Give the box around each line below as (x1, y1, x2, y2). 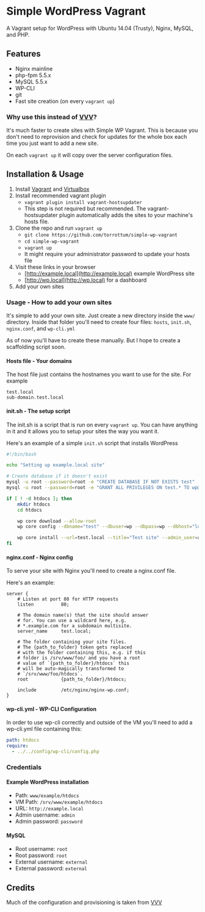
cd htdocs (17, 507, 43, 513)
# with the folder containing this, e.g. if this (17, 650, 146, 656)
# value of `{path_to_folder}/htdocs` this (17, 660, 130, 667)
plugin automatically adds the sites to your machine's (59, 211, 193, 218)
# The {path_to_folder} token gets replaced (17, 644, 132, 650)
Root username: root (15, 845, 68, 853)
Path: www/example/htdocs (15, 792, 79, 799)
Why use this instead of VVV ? (6, 112, 98, 121)
